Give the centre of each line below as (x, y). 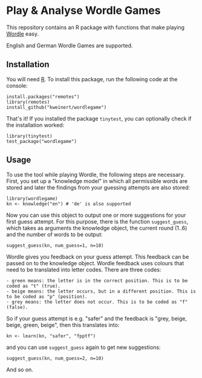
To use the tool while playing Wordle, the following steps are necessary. (96, 174)
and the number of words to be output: (54, 234)
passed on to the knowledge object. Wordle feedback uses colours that (95, 263)
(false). (17, 307)
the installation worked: (35, 125)
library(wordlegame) (32, 198)
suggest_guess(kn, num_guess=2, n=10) (55, 358)
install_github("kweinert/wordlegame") (57, 107)
